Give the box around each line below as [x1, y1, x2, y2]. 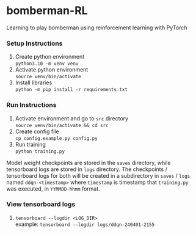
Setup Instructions [6, 39, 63, 48]
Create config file [15, 128, 59, 135]
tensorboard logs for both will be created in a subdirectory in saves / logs [6, 172, 191, 179]
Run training [15, 141, 46, 148]
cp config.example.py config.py [15, 135, 98, 141]
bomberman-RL [6, 4, 88, 18]
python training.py [15, 148, 65, 155]
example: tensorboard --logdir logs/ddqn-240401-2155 [15, 221, 155, 228]
